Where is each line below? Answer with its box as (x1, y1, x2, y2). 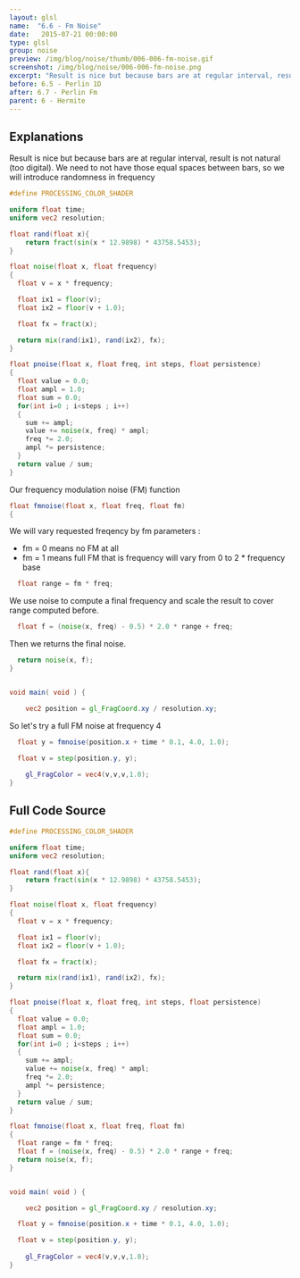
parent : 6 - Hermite (9, 96, 87, 105)
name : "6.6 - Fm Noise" (9, 21, 102, 30)
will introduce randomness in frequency (9, 171, 155, 183)
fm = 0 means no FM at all (21, 543, 119, 554)
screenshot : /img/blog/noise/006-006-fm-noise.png (9, 63, 202, 72)
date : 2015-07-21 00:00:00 (9, 29, 118, 38)
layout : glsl (9, 13, 58, 22)
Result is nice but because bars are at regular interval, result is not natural (9, 153, 281, 163)
